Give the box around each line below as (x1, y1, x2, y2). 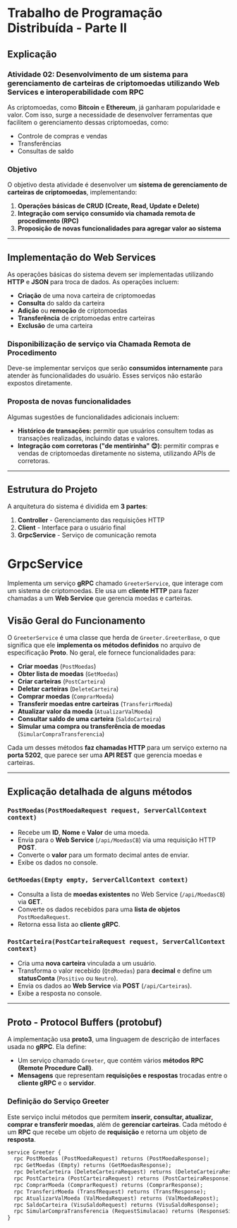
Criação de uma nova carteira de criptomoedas (17, 291, 156, 300)
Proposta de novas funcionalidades (7, 397, 132, 407)
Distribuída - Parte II (7, 20, 127, 36)
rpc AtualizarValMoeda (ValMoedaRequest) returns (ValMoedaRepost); (13, 1195, 219, 1202)
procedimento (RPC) (17, 217, 79, 226)
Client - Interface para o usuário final (17, 523, 126, 532)
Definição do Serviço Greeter (7, 1097, 109, 1106)
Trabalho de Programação (7, 5, 163, 21)
